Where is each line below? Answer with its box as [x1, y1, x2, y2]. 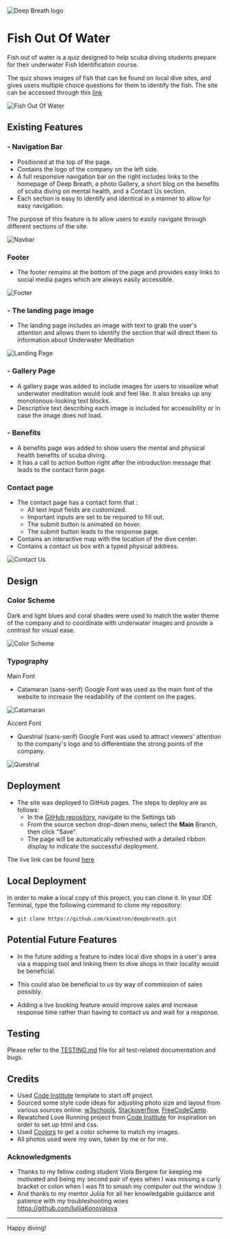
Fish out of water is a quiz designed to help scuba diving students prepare [7, 53, 217, 61]
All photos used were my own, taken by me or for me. [16, 1135, 168, 1144]
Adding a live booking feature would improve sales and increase [16, 1000, 199, 1008]
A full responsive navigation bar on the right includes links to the [16, 172, 199, 180]
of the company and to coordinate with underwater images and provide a [7, 618, 214, 627]
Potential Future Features [7, 934, 118, 946]
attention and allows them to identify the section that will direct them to [16, 329, 218, 337]
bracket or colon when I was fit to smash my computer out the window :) [16, 1182, 222, 1190]
